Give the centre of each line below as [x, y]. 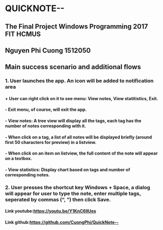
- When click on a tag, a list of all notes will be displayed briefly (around [79, 137]
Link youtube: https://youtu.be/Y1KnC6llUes [51, 211]
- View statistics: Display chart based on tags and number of [68, 169]
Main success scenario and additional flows [73, 67]
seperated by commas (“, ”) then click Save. [58, 199]
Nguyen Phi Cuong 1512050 [48, 50]
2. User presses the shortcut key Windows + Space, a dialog [78, 187]
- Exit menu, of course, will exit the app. [46, 109]
